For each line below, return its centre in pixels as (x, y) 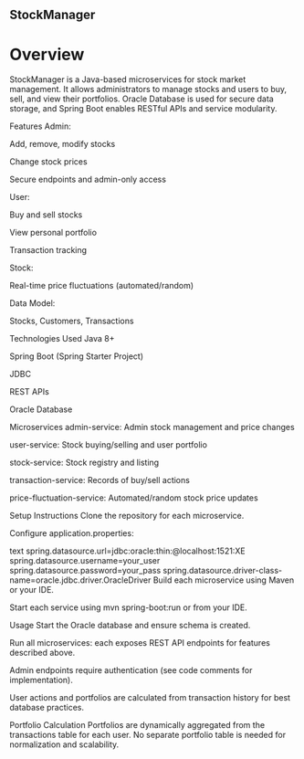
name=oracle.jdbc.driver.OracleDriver (80, 580)
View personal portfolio (53, 233)
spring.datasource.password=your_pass (85, 571)
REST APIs (30, 392)
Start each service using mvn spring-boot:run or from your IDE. (129, 607)
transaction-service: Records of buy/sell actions (100, 480)
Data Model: (32, 303)
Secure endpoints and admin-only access (88, 179)
